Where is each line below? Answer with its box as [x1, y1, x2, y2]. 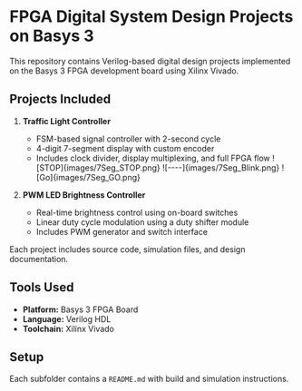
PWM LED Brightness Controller [22, 189, 146, 200]
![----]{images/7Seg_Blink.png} [161, 161, 280, 173]
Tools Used [9, 279, 74, 296]
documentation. [9, 253, 69, 264]
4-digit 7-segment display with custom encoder [35, 142, 215, 153]
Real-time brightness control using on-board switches [35, 207, 239, 218]
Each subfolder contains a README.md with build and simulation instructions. [9, 374, 289, 385]
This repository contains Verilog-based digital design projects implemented [9, 55, 291, 66]
